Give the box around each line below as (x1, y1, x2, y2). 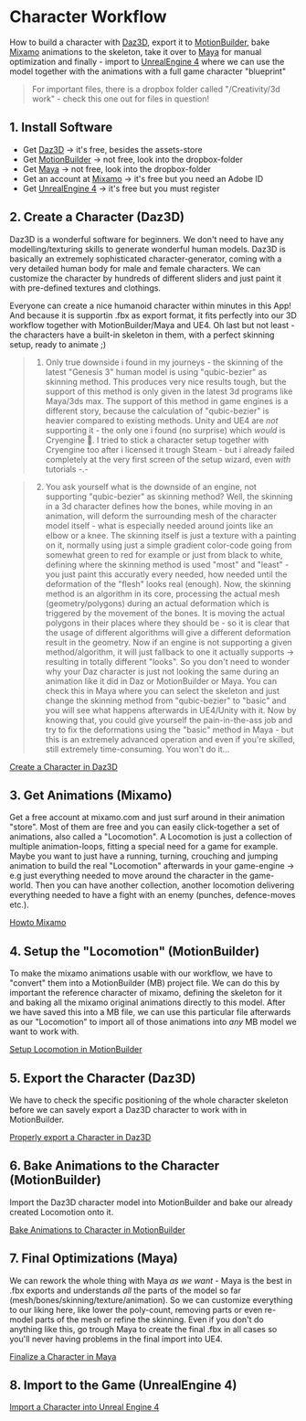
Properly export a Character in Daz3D (9, 1132, 152, 1142)
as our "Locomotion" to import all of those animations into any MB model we (9, 1017, 297, 1028)
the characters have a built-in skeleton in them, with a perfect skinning (9, 329, 275, 340)
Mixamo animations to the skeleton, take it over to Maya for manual (9, 46, 262, 57)
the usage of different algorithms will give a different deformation (45, 626, 290, 637)
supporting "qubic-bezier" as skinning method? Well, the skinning (45, 491, 294, 502)
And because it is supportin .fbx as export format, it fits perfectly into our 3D (9, 309, 297, 321)
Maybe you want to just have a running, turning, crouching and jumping (9, 850, 279, 861)
